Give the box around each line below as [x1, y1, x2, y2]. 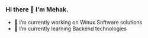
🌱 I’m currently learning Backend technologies [14, 25, 127, 32]
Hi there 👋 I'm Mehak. [5, 5, 69, 14]
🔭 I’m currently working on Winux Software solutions [14, 19, 143, 26]
